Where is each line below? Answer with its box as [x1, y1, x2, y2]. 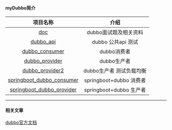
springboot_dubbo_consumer [8, 77, 79, 84]
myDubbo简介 [5, 5, 36, 11]
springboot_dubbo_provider [10, 86, 77, 93]
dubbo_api [30, 38, 56, 46]
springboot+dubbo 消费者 [84, 77, 146, 84]
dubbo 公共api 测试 [92, 38, 138, 46]
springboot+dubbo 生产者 [84, 86, 146, 94]
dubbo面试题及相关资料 [87, 29, 143, 36]
